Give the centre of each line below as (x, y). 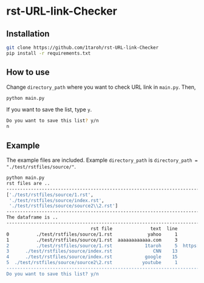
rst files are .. (28, 183)
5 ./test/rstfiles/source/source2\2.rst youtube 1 (92, 263)
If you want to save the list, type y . (49, 110)
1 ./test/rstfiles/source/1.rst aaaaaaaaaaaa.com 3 (92, 240)
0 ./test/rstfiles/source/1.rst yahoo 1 (92, 234)
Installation (28, 34)
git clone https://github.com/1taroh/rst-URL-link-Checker (83, 47)
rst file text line (134, 229)
